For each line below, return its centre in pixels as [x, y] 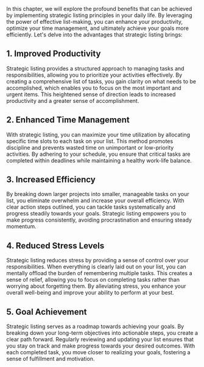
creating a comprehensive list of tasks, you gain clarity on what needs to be [101, 81]
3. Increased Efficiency [51, 180]
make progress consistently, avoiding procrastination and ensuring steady [99, 220]
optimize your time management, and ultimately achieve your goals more [97, 28]
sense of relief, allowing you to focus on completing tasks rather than [93, 280]
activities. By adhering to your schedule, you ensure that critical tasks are [98, 154]
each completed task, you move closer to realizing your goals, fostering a [98, 352]
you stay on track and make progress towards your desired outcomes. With [101, 346]
